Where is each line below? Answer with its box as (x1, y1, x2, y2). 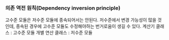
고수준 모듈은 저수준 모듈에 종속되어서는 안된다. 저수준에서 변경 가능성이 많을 (5, 17, 157, 23)
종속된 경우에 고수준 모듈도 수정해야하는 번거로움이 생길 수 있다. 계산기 (16, 23, 155, 29)
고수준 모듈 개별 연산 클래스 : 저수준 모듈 (13, 29, 93, 36)
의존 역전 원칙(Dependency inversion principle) (5, 4, 120, 11)
